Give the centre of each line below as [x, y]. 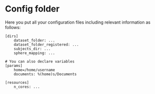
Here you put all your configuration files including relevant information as [78, 22]
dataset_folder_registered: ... [46, 44]
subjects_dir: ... [32, 49]
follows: [13, 27]
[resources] [17, 82]
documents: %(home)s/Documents [45, 74]
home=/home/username [34, 70]
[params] [14, 66]
